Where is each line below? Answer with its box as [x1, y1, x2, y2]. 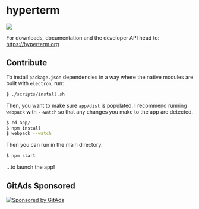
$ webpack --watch [6, 131, 52, 137]
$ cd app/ [6, 120, 31, 126]
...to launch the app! [6, 163, 55, 171]
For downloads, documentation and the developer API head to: [6, 34, 160, 41]
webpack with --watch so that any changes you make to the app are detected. [6, 108, 193, 115]
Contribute [6, 57, 48, 68]
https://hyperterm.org [6, 40, 59, 47]
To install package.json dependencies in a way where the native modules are [6, 73, 194, 81]
